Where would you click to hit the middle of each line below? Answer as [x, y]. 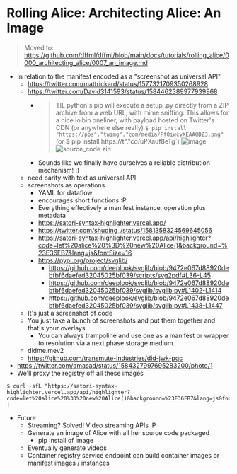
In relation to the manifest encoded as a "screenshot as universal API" [118, 76]
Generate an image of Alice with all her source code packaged [118, 432]
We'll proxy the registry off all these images [80, 373]
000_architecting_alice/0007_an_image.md [86, 62]
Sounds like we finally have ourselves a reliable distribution [124, 162]
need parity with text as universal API [82, 178]
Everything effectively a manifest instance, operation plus [122, 207]
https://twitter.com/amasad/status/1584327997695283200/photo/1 [115, 365]
